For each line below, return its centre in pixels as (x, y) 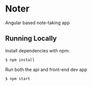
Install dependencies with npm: (38, 50)
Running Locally (31, 38)
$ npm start (18, 78)
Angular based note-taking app (37, 23)
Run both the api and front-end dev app (46, 69)
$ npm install (20, 60)
